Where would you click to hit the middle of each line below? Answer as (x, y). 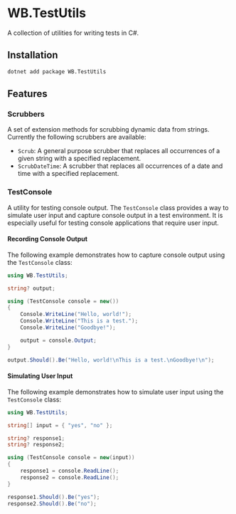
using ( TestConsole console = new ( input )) (71, 458)
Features (27, 94)
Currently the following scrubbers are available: (77, 137)
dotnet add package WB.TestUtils (57, 72)
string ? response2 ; (36, 445)
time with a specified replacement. (68, 174)
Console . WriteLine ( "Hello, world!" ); (76, 315)
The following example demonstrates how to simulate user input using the (116, 392)
